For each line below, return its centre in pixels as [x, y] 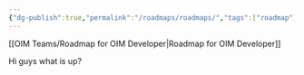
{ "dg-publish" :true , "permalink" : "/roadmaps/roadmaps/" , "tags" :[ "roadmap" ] [153, 18]
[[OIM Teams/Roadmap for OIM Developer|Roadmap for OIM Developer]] [145, 43]
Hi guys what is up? [45, 61]
